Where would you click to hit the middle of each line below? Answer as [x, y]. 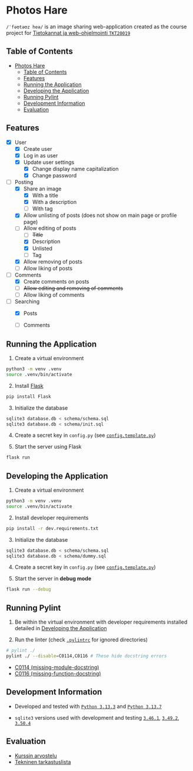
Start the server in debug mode [53, 579]
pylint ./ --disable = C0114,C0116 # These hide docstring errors [86, 656]
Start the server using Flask [48, 447]
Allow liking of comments [54, 295]
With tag [42, 209]
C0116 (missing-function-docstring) [58, 673]
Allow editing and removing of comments [73, 288]
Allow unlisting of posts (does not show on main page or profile [100, 215]
